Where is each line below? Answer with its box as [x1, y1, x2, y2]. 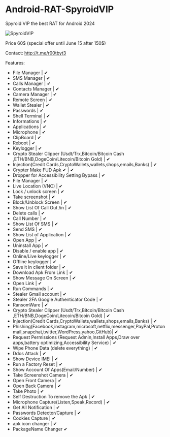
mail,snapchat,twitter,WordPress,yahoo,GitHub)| [12, 329, 114, 335]
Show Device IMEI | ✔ [12, 356, 58, 362]
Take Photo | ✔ [12, 388, 44, 394]
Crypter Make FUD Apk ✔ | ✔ [12, 167, 75, 173]
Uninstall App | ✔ [12, 242, 49, 248]
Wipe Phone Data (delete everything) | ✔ [12, 345, 98, 351]
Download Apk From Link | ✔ [12, 269, 73, 275]
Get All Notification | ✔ [12, 404, 60, 410]
